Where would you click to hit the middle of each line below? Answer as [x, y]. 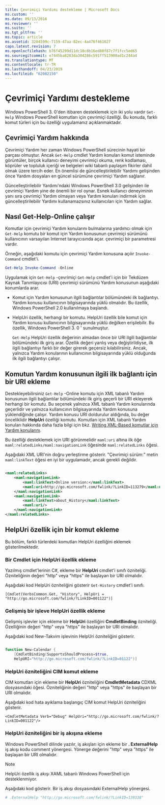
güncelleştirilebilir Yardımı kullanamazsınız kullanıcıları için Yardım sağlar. [79, 201]
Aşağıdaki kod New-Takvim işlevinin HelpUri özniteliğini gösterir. [70, 636]
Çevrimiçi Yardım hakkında [47, 138]
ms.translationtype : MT [29, 60]
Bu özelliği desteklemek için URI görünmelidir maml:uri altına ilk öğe [73, 440]
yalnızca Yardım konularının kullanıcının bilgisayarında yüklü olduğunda [84, 353]
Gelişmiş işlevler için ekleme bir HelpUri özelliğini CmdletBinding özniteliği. [81, 622]
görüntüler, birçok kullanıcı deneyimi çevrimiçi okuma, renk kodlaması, [76, 160]
